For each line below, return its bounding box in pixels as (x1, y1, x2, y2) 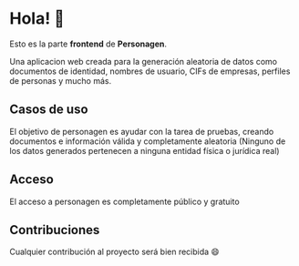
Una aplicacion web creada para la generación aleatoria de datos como (9, 56, 278, 66)
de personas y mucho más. (9, 75, 112, 86)
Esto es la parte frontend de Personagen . (9, 38, 167, 49)
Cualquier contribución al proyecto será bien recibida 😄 (9, 246, 221, 258)
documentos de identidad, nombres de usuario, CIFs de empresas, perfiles (9, 66, 291, 77)
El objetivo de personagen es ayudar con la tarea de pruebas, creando (9, 126, 274, 137)
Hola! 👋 (9, 8, 66, 29)
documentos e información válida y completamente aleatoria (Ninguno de (9, 136, 286, 147)
